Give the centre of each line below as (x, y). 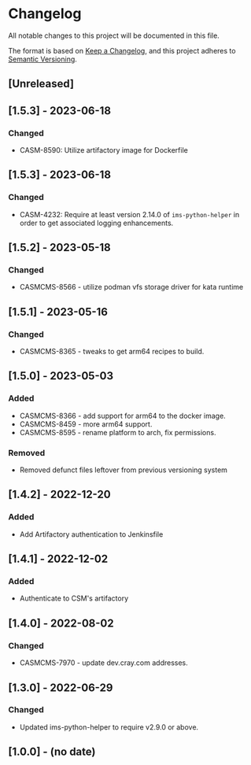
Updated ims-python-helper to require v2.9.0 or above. (109, 727)
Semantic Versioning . (42, 59)
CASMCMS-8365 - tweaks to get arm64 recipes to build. (112, 352)
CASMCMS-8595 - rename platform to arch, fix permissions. (118, 432)
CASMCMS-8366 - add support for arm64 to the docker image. (122, 416)
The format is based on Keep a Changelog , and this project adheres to (122, 50)
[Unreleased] (41, 84)
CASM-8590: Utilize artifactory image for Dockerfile (104, 150)
